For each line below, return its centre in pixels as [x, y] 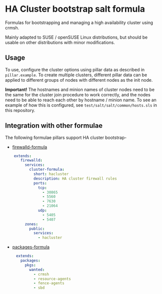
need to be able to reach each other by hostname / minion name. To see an [81, 100]
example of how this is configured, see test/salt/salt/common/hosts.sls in [81, 105]
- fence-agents [49, 283]
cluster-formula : [47, 170]
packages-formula [31, 247]
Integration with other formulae [54, 126]
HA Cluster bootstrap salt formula [75, 9]
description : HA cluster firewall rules [75, 179]
